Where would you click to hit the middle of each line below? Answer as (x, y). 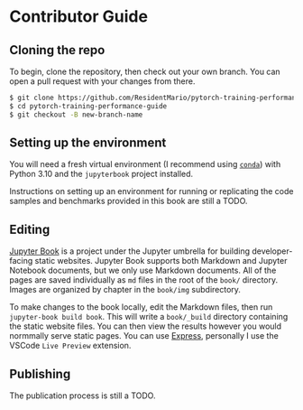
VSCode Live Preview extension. (70, 346)
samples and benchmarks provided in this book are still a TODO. (129, 201)
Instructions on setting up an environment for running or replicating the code (151, 191)
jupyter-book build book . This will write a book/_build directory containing (149, 317)
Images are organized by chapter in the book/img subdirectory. (125, 290)
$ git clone (32, 98)
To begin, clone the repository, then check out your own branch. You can (145, 71)
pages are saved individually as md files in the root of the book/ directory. (144, 280)
